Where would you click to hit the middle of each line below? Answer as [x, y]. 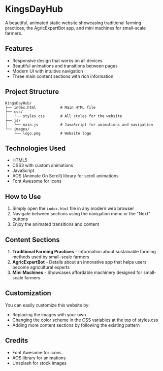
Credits [17, 341]
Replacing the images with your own [49, 314]
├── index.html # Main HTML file [50, 107]
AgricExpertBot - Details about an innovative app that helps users [79, 262]
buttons [20, 219]
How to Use [23, 196]
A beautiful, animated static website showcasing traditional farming [73, 23]
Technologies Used [35, 148]
